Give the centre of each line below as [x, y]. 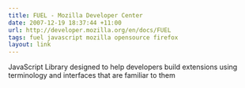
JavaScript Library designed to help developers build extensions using [123, 67]
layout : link [30, 45]
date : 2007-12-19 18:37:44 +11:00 [65, 23]
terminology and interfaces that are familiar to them [92, 75]
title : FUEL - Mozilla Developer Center [76, 15]
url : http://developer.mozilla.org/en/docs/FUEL [90, 30]
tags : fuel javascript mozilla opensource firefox [93, 37]
